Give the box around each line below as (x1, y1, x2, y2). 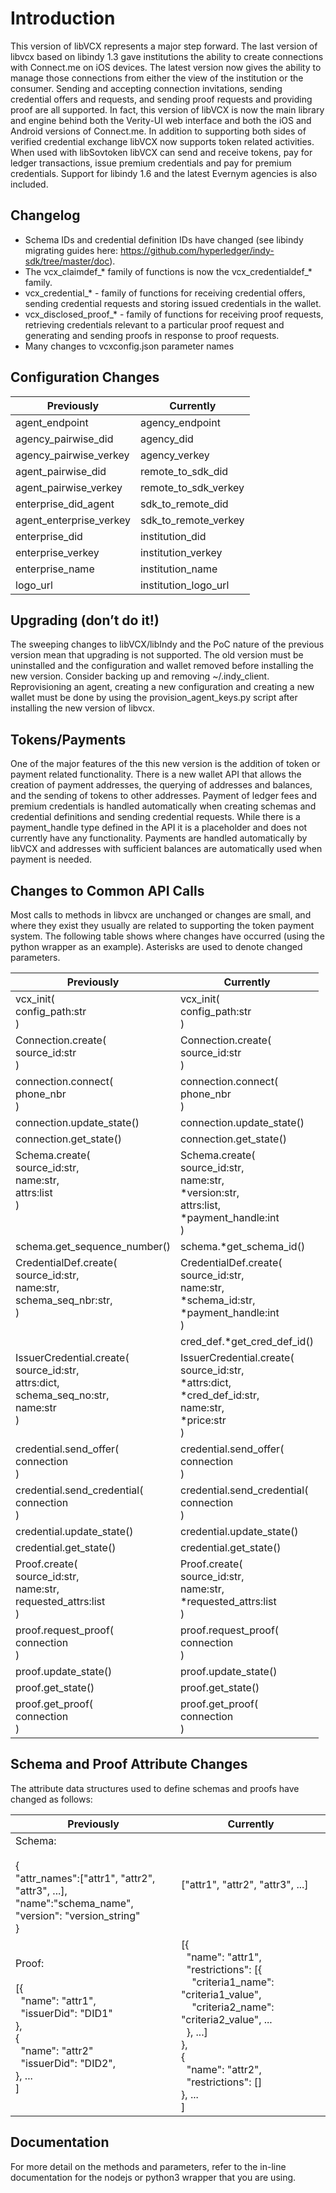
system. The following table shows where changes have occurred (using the (10, 930, 325, 942)
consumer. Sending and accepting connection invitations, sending (10, 82, 283, 94)
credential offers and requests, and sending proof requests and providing (10, 93, 313, 105)
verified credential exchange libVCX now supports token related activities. (10, 135, 315, 147)
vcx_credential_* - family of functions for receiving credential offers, (24, 287, 306, 299)
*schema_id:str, (180, 1293, 256, 1307)
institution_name (139, 562, 218, 576)
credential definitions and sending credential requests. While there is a (10, 811, 301, 823)
